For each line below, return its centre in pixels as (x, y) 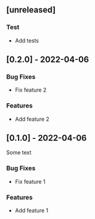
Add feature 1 (32, 211)
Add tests (27, 40)
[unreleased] (31, 10)
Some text (19, 153)
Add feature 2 (32, 119)
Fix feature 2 (31, 90)
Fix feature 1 (30, 181)
